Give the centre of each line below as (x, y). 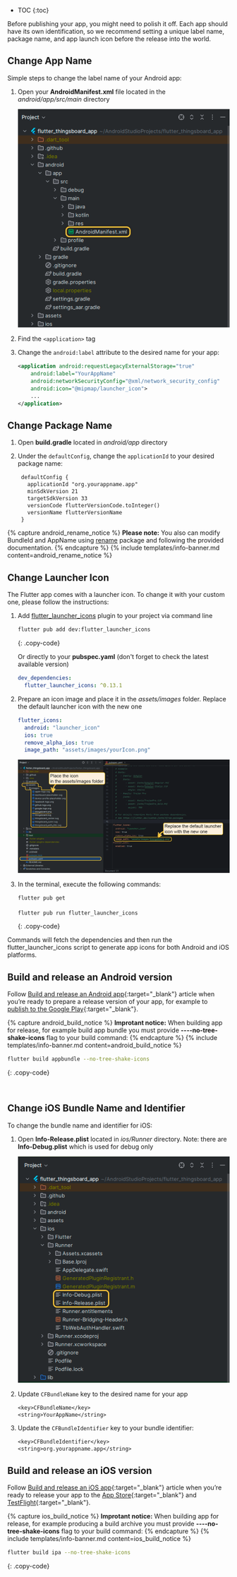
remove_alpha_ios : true (59, 743)
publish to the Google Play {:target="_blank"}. (73, 1009)
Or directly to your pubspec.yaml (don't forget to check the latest (113, 657)
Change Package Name (60, 426)
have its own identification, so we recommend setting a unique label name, (116, 31)
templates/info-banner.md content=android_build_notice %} (95, 1045)
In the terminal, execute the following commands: (89, 884)
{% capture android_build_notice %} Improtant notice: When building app (115, 1023)
